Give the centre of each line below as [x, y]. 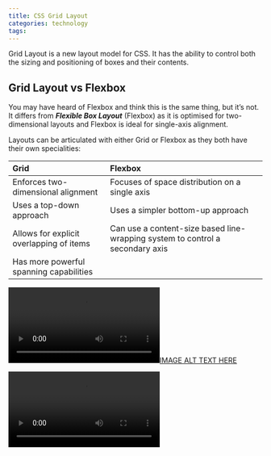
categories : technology [48, 23]
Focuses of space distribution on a [175, 182]
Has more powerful [49, 261]
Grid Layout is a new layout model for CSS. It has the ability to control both [132, 54]
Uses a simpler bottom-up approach [179, 211]
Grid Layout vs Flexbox [67, 88]
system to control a [184, 239]
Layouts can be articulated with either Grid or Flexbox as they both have [128, 140]
